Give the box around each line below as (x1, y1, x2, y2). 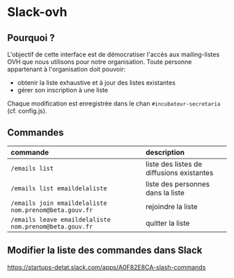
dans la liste (146, 188, 185, 197)
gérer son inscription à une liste (17, 86, 109, 94)
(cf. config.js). (7, 107, 47, 115)
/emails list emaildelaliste (10, 184, 107, 192)
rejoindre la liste (146, 202, 198, 211)
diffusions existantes (146, 167, 214, 177)
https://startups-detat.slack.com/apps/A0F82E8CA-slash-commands (7, 263, 206, 271)
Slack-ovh (7, 4, 68, 20)
